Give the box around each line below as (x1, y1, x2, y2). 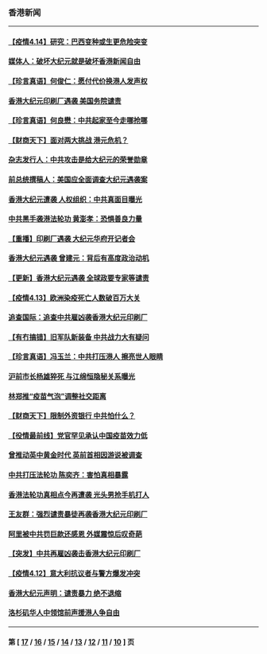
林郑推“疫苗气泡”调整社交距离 (8, 391, 107, 401)
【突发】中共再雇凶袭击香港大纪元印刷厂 (8, 549, 141, 559)
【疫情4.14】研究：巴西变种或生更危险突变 (8, 37, 148, 46)
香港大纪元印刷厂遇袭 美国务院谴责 (8, 95, 122, 105)
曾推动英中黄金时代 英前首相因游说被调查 (8, 450, 143, 460)
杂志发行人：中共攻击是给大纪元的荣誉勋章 (8, 155, 148, 165)
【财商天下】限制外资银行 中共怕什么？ (8, 411, 136, 421)
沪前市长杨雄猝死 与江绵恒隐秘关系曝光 (8, 372, 136, 381)
